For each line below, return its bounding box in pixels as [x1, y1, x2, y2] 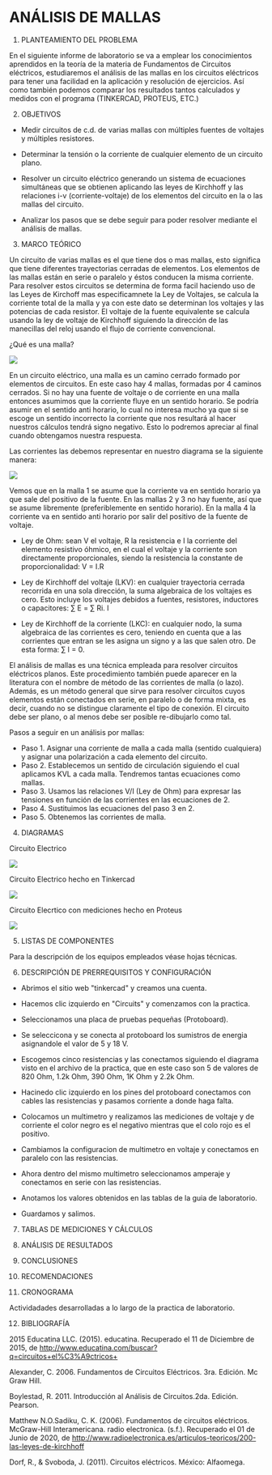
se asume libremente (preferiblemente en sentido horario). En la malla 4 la [9, 503, 256, 512]
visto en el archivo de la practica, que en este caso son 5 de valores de [20, 1063, 258, 1073]
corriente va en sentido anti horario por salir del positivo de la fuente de [9, 511, 249, 521]
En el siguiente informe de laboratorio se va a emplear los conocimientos [9, 50, 253, 60]
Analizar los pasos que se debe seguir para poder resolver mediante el [20, 215, 257, 224]
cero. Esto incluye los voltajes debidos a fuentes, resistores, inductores [20, 594, 259, 604]
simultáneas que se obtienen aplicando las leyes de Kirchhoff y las [20, 182, 244, 192]
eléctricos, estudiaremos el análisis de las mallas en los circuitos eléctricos [9, 67, 259, 77]
